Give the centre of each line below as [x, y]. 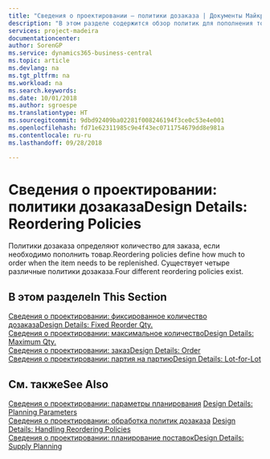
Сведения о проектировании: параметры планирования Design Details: [131, 404]
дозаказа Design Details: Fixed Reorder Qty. [81, 325]
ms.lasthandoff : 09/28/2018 [55, 143]
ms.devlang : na [34, 68]
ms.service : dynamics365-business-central [80, 53]
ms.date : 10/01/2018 [43, 98]
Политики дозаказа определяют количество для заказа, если [114, 246]
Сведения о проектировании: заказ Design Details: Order [104, 350]
